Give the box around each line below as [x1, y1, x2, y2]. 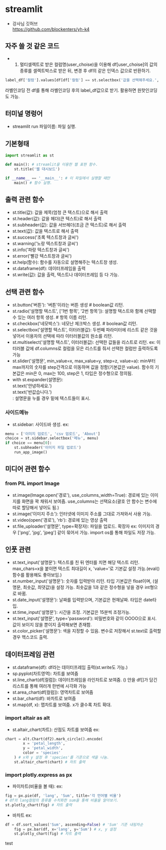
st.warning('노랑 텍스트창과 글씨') [12, 241, 78, 247]
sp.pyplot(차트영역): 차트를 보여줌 [12, 671, 78, 677]
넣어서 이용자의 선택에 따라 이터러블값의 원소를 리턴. [12, 333, 113, 339]
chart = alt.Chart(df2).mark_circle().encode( [5, 736, 103, 741]
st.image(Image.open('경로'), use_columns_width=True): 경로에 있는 [12, 492, 150, 498]
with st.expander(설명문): [12, 377, 63, 383]
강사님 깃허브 [12, 20, 38, 26]
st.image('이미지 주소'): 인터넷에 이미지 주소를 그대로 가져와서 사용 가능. [12, 511, 152, 517]
